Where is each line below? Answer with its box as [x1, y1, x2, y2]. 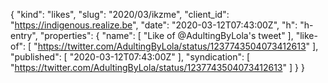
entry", [10, 30, 38, 41]
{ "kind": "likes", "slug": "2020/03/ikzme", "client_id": [10, 9, 230, 20]
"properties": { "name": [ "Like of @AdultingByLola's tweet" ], [39, 30, 294, 41]
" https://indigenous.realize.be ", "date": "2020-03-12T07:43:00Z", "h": [10, 19, 298, 31]
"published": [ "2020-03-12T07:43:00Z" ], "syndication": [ [10, 51, 251, 63]
